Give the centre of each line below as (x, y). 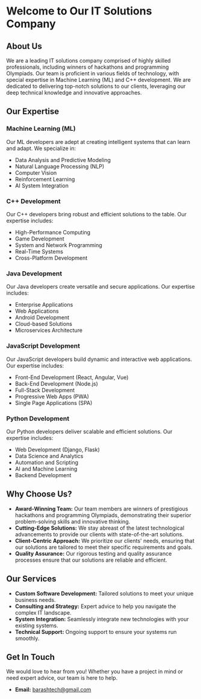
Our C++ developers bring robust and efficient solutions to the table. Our (96, 214)
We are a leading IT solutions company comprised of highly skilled (88, 61)
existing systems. (36, 625)
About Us (24, 46)
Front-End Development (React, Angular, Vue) (72, 377)
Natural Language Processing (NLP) (60, 166)
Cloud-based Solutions (43, 324)
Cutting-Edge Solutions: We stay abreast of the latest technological (100, 528)
